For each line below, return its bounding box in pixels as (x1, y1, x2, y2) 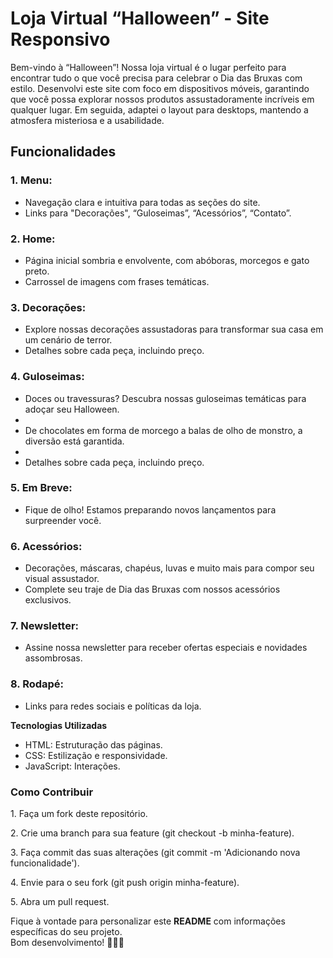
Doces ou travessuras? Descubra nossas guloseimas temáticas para (24, 392, 307, 404)
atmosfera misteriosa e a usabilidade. (10, 114, 165, 126)
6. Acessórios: (10, 539, 83, 553)
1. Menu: (10, 173, 53, 187)
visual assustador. (24, 573, 100, 585)
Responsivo (10, 28, 111, 51)
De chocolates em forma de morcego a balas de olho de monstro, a (24, 424, 303, 436)
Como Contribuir (10, 785, 94, 799)
